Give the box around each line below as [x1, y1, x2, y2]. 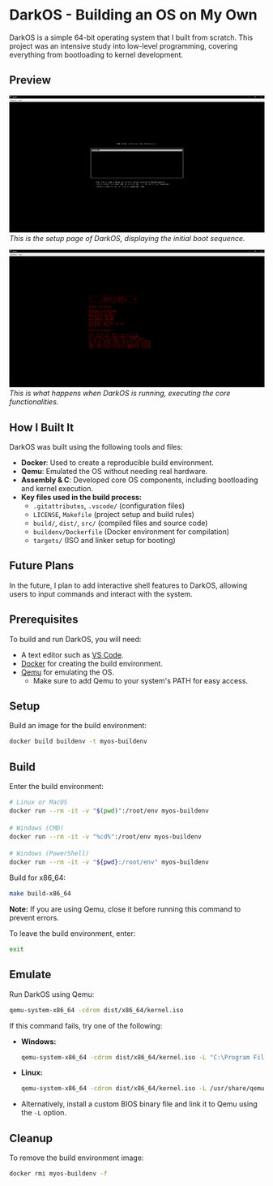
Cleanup [9, 1131, 53, 1145]
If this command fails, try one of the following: [9, 1020, 163, 1030]
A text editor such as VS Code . [20, 649, 124, 659]
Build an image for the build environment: [9, 721, 147, 731]
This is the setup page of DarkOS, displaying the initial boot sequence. [9, 234, 245, 244]
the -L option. [20, 1108, 67, 1118]
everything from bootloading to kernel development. [9, 50, 183, 59]
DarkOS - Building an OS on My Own [9, 6, 258, 24]
